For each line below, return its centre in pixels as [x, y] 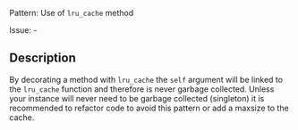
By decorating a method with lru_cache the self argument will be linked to [146, 79]
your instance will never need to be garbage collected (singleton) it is [137, 98]
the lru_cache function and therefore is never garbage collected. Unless [142, 89]
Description [43, 58]
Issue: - [23, 30]
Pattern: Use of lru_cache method [72, 13]
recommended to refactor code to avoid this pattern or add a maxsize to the [149, 108]
